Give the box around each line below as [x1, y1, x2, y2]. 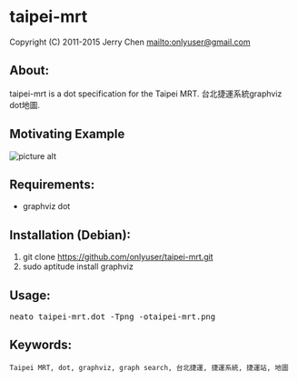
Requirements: [9, 176, 95, 192]
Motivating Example [9, 126, 125, 142]
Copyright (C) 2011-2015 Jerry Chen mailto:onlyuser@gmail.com [9, 36, 251, 47]
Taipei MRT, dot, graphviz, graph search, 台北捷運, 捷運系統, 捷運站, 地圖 [9, 363, 289, 372]
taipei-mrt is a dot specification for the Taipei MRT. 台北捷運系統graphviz [9, 88, 283, 99]
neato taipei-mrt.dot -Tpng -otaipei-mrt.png [9, 312, 216, 322]
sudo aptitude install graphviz [22, 261, 134, 272]
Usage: [9, 287, 52, 303]
